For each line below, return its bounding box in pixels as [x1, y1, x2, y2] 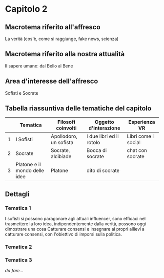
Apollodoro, [50, 133, 78, 140]
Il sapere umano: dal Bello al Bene [5, 63, 73, 69]
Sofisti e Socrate [5, 90, 39, 96]
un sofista [50, 139, 74, 146]
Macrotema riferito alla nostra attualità [5, 50, 125, 58]
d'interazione [88, 125, 121, 131]
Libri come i [126, 133, 154, 140]
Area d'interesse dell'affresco [5, 77, 99, 86]
